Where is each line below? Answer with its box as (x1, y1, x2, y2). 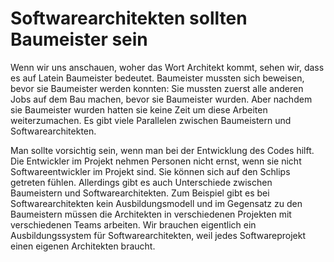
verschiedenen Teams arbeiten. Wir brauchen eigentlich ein (10, 218, 257, 231)
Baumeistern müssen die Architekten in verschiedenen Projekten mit (10, 208, 292, 220)
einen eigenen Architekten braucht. (10, 240, 156, 252)
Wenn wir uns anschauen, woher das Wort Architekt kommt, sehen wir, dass (10, 61, 325, 73)
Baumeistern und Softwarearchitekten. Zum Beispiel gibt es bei (10, 187, 270, 199)
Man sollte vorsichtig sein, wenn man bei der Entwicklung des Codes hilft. (10, 144, 315, 156)
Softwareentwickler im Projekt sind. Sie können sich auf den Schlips (10, 165, 291, 177)
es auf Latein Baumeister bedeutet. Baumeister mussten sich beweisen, (10, 72, 305, 84)
